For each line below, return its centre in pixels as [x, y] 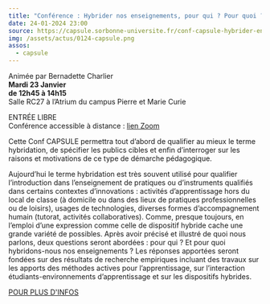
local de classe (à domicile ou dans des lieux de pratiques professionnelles [133, 199]
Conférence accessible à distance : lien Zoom [84, 126]
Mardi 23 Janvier [37, 84]
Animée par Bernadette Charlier [61, 76]
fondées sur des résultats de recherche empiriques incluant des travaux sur [134, 259]
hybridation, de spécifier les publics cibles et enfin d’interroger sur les [124, 150]
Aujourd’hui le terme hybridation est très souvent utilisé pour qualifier [123, 174]
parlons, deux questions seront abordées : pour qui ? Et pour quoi [117, 242]
